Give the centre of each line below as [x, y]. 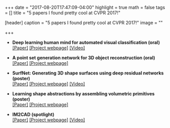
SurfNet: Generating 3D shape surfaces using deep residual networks [88, 73]
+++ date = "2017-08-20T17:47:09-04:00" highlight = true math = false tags [85, 7]
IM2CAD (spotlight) [33, 114]
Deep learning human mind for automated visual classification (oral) [86, 42]
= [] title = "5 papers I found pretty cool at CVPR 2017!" [63, 13]
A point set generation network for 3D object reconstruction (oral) [83, 58]
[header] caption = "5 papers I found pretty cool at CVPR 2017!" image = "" [84, 23]
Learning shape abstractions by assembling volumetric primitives [83, 94]
